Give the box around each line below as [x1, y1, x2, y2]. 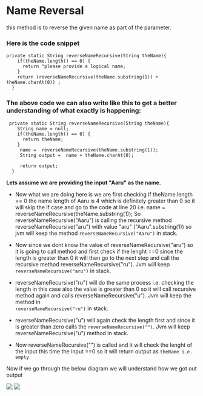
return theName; [22, 136, 64, 142]
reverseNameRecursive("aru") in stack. [15, 267, 111, 274]
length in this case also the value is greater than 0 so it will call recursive [15, 285, 196, 293]
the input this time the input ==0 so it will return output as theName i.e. [15, 347, 193, 355]
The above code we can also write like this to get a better [6, 99, 177, 107]
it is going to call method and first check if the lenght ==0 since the [15, 248, 183, 255]
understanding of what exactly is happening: [6, 106, 141, 115]
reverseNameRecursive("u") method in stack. [15, 329, 129, 336]
